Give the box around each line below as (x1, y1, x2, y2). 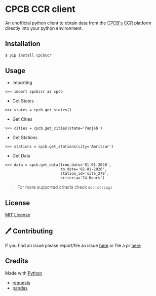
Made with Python (5, 270, 42, 276)
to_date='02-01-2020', (60, 167, 107, 172)
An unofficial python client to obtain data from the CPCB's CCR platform (5, 20, 152, 26)
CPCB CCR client (5, 3, 76, 15)
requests (12, 280, 31, 286)
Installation (5, 40, 40, 48)
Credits (5, 257, 29, 265)
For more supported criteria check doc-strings (17, 184, 113, 190)
